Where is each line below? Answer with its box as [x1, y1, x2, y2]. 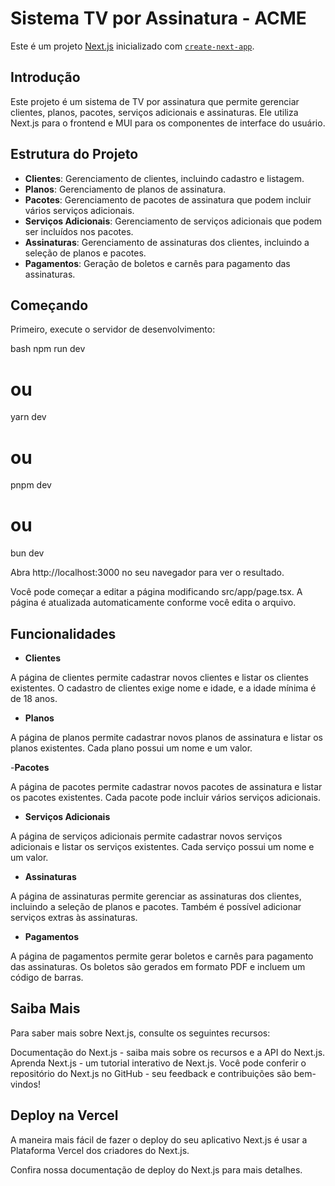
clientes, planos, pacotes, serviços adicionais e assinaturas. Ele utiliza [10, 106, 299, 118]
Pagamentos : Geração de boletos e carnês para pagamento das [24, 257, 291, 269]
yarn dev [10, 411, 47, 423]
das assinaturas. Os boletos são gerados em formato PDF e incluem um [10, 961, 306, 972]
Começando [10, 297, 89, 314]
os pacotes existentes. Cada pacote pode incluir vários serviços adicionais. [10, 792, 322, 803]
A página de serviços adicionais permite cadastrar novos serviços [10, 830, 283, 842]
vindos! [10, 1078, 41, 1090]
